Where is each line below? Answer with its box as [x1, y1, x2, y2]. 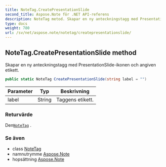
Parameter [7, 88, 33, 95]
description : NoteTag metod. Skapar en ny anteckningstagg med [5, 16, 138, 21]
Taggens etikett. [56, 96, 94, 103]
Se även [5, 134, 25, 141]
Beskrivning [60, 88, 90, 95]
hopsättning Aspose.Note [12, 157, 65, 163]
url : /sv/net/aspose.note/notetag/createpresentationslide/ [5, 30, 132, 35]
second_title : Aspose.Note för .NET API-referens [5, 12, 110, 17]
